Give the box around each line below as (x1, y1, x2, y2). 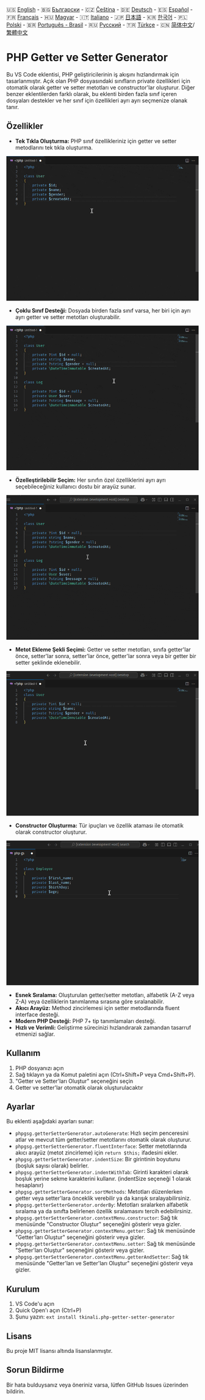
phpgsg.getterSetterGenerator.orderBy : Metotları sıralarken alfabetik (15, 1201, 189, 1208)
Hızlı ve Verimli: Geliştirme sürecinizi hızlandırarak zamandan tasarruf (15, 1024, 192, 1031)
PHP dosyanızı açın (15, 1064, 64, 1071)
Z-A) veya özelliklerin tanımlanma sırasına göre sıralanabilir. (15, 998, 165, 1005)
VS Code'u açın (15, 1300, 55, 1308)
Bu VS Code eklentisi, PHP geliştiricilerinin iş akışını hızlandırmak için (6, 70, 179, 78)
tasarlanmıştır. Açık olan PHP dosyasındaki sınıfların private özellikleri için (6, 77, 190, 84)
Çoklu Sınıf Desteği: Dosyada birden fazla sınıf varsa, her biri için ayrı (15, 307, 191, 314)
